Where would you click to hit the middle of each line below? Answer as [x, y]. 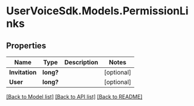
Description [81, 62]
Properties [26, 46]
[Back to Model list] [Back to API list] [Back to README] [74, 97]
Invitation [23, 72]
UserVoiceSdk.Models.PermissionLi [97, 11]
